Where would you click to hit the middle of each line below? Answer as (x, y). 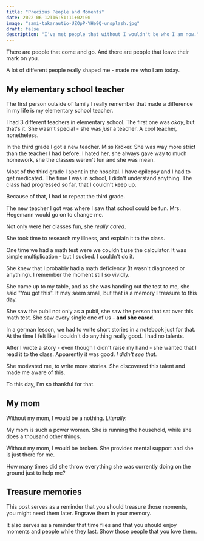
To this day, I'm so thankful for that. (51, 384)
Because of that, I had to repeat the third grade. (66, 196)
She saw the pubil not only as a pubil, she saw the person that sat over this (100, 311)
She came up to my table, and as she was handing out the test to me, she (98, 286)
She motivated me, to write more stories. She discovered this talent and (96, 366)
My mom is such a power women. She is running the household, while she (99, 430)
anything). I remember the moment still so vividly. (68, 274)
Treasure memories (44, 492)
